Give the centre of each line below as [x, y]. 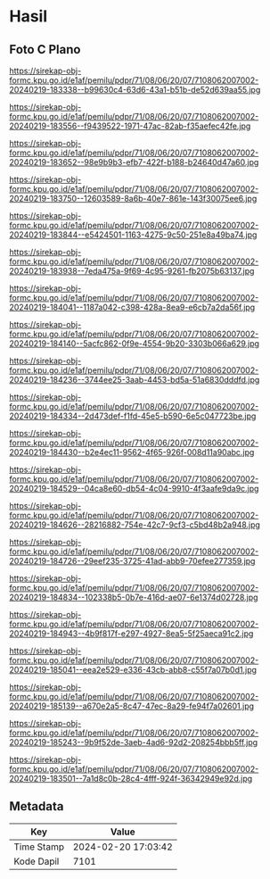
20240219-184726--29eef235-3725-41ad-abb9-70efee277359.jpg [132, 561]
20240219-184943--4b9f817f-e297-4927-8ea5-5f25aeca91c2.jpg [131, 634]
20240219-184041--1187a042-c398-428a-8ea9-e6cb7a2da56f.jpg [132, 307]
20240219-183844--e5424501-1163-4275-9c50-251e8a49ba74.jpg [133, 235]
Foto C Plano [45, 50]
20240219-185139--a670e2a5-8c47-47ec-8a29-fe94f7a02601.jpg [132, 706]
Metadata [37, 806]
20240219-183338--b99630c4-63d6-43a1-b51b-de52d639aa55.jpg [135, 90]
